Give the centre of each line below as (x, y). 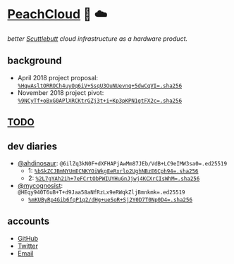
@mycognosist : (40, 185)
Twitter (28, 246)
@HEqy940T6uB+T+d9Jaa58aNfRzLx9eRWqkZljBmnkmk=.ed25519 (101, 192)
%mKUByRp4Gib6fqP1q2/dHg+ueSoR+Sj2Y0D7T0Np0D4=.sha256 (110, 200)
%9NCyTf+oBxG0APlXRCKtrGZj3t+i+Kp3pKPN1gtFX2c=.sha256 (100, 101)
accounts (29, 221)
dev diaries (32, 146)
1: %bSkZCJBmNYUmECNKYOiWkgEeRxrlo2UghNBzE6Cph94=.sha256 (113, 170)
